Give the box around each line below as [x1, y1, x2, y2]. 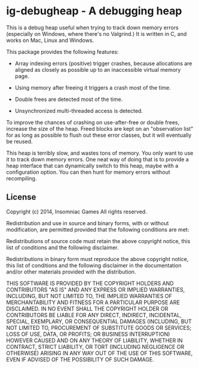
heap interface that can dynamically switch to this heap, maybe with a [6, 162, 179, 169]
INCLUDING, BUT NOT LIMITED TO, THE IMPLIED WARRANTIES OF [6, 292, 172, 299]
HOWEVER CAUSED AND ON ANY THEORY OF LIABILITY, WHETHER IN [6, 336, 183, 344]
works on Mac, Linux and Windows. [6, 36, 94, 44]
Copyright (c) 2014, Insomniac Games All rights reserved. [6, 208, 148, 215]
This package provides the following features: [6, 48, 119, 55]
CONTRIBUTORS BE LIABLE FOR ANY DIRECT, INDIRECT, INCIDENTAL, [6, 311, 182, 318]
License [6, 192, 36, 203]
